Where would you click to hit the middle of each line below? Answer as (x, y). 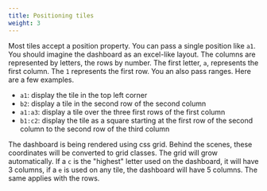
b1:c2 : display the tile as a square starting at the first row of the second (136, 120)
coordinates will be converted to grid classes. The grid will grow (113, 153)
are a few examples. (41, 80)
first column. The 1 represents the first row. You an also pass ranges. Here (130, 71)
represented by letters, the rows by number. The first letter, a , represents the (133, 62)
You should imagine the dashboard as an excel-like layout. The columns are (132, 54)
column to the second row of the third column (95, 129)
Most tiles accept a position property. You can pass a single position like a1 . (132, 45)
